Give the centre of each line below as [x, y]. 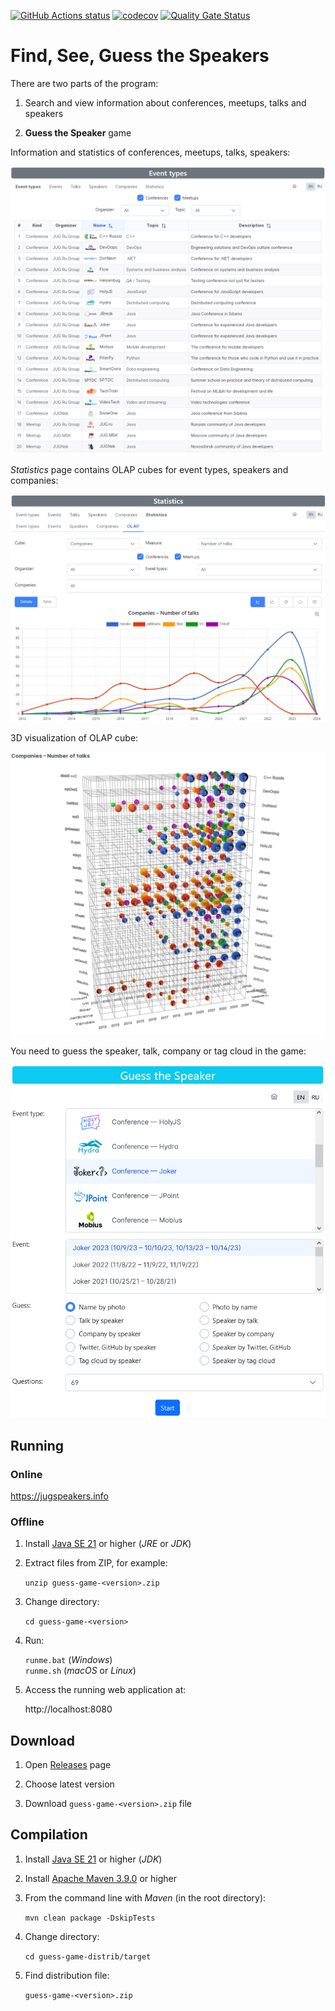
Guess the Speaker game [78, 132]
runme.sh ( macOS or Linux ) [80, 1671]
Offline [27, 1522]
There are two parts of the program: [84, 83]
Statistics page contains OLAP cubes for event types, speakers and [149, 469]
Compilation [49, 1835]
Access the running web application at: [105, 1690]
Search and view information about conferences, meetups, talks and [165, 102]
